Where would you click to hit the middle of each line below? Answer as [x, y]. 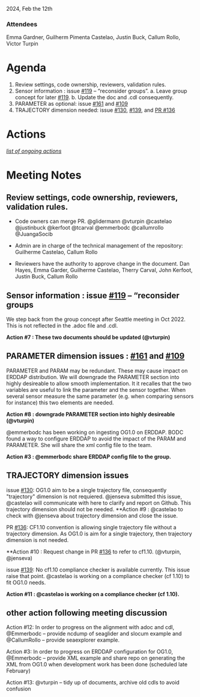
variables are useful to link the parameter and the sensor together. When [96, 389]
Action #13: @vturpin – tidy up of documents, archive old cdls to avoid [93, 683]
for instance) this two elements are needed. [60, 403]
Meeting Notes [44, 175]
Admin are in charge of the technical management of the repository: [99, 246]
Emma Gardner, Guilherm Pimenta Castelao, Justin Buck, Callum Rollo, [93, 37]
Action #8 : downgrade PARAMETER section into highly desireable [91, 414]
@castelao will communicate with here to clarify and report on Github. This [99, 503]
